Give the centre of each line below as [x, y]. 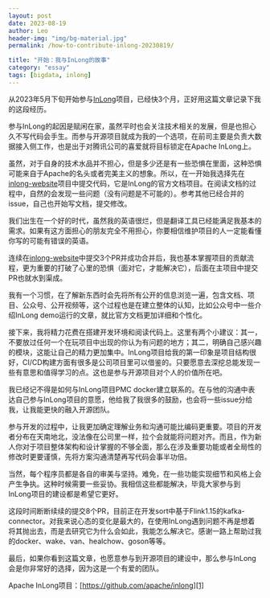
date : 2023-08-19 [37, 23]
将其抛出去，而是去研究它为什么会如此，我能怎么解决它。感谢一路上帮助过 [131, 530]
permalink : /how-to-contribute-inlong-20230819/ [91, 46]
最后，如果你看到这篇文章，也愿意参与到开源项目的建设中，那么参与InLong [133, 558]
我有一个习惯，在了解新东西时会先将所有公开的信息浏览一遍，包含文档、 [128, 295]
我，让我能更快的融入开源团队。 [61, 409]
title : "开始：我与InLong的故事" [59, 60]
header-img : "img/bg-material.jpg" [68, 38]
